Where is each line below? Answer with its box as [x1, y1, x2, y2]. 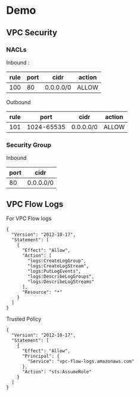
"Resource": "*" [21, 289, 63, 295]
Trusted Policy [6, 315, 42, 322]
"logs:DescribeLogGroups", [27, 273, 95, 279]
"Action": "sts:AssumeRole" [21, 368, 92, 374]
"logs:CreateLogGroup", [27, 258, 86, 264]
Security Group [6, 141, 52, 149]
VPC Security [6, 28, 58, 38]
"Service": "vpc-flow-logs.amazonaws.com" [27, 358, 135, 364]
